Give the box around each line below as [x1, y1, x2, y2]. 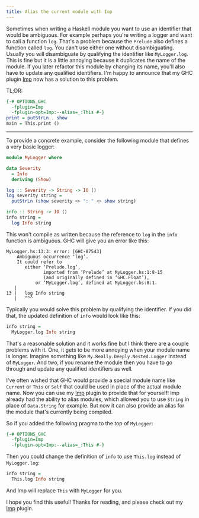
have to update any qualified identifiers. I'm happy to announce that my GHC [6, 69, 193, 76]
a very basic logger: [6, 143, 55, 150]
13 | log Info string [6, 290, 65, 296]
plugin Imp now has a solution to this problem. [6, 75, 118, 83]
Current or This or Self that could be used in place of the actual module [6, 383, 182, 390]
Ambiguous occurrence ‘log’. [17, 254, 89, 260]
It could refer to [17, 259, 62, 265]
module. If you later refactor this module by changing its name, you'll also [6, 63, 185, 70]
